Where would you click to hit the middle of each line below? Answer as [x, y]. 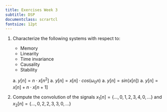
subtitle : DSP [20, 15]
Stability [29, 70]
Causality [30, 64]
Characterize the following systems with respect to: [66, 39]
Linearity [29, 54]
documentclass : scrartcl [31, 19]
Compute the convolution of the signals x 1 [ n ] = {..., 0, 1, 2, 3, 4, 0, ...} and [87, 98]
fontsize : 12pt [21, 24]
